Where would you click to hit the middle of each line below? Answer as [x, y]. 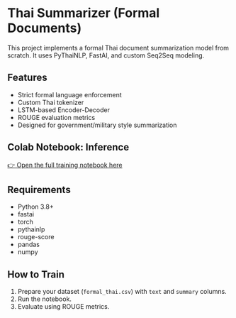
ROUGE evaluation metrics [56, 117]
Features [27, 78]
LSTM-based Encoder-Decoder [64, 110]
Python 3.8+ [36, 207]
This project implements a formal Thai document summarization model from [118, 48]
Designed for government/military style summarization [97, 125]
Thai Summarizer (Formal [84, 13]
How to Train [36, 274]
